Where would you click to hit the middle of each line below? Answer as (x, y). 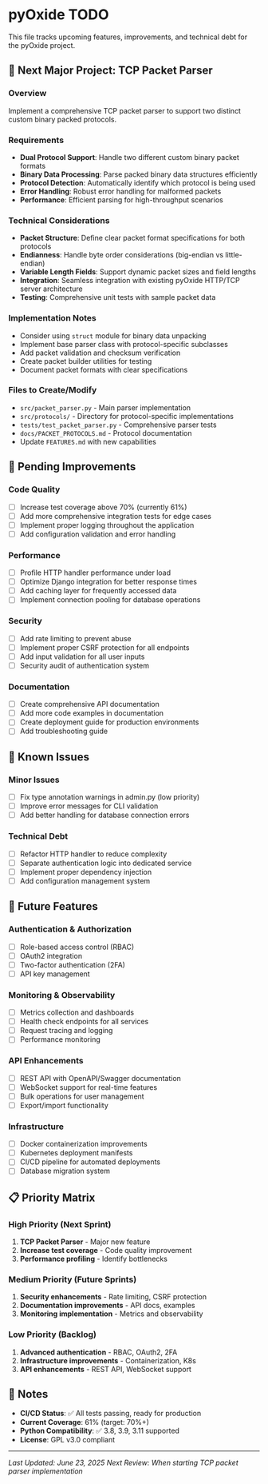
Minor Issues (34, 780)
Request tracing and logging (66, 1031)
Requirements (36, 140)
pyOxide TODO (59, 15)
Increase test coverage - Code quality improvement (106, 1251)
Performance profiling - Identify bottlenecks (93, 1259)
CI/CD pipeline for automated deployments (90, 1162)
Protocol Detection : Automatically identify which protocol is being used (138, 182)
